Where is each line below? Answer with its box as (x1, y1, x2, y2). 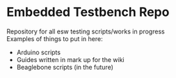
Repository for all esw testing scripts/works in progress (6, 27, 165, 36)
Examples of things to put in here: (6, 34, 103, 42)
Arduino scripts (16, 48, 61, 56)
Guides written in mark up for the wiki (16, 55, 125, 63)
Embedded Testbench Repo (6, 4, 170, 20)
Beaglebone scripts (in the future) (16, 63, 114, 71)
